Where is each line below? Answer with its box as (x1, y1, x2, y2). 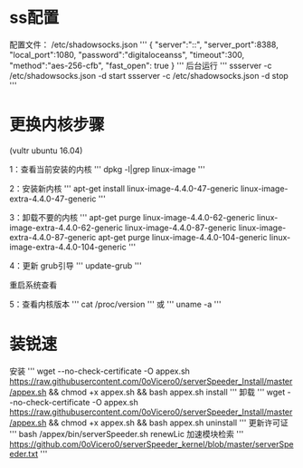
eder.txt (9, 448, 39, 459)
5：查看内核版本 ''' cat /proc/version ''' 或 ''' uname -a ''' (9, 298, 222, 309)
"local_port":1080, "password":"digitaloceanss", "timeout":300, (9, 49, 245, 60)
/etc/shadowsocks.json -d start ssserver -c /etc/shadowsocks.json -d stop (9, 70, 289, 81)
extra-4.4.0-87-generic (9, 231, 97, 242)
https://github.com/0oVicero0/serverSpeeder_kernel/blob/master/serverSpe (9, 438, 294, 449)
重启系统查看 (9, 279, 57, 290)
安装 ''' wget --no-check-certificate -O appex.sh (9, 366, 190, 376)
